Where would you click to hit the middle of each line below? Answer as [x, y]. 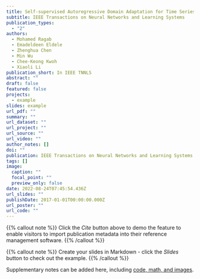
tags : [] [17, 161]
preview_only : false [37, 183]
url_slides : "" [25, 194]
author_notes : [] [28, 144]
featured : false [26, 89]
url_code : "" [22, 211]
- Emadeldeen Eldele [37, 45]
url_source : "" [25, 134]
